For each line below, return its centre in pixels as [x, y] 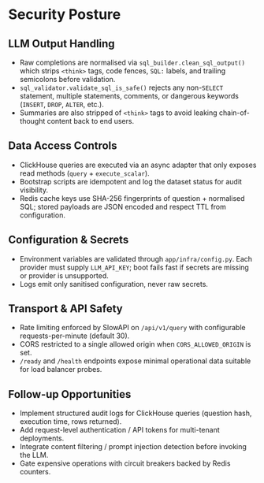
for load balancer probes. [61, 370]
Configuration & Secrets [69, 240]
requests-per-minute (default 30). [74, 336]
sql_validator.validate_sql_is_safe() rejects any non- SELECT [121, 87]
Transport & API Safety [66, 309]
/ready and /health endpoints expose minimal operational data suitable [135, 361]
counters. [35, 472]
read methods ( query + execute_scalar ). [84, 173]
